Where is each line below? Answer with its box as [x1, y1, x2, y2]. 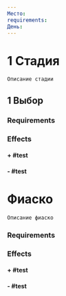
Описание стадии [7, 76, 54, 83]
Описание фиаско [7, 214, 54, 221]
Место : [7, 10, 26, 17]
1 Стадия [7, 53, 60, 69]
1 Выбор [7, 94, 43, 106]
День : [7, 23, 23, 30]
